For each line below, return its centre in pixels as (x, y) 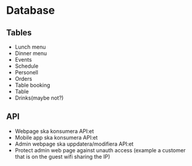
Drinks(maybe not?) (39, 98)
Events (23, 60)
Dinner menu (31, 53)
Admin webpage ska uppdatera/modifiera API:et (74, 144)
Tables (19, 33)
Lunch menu (30, 47)
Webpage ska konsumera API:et (54, 131)
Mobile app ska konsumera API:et (56, 137)
